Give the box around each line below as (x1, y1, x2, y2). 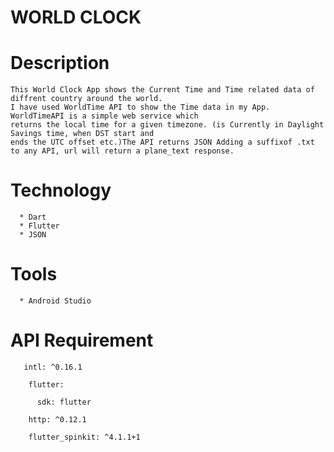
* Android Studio (19, 296, 92, 306)
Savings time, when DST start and (10, 129, 155, 139)
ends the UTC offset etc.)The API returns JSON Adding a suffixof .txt (10, 137, 315, 148)
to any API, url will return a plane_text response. (10, 146, 235, 156)
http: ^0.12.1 (28, 414, 87, 425)
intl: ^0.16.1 (23, 362, 83, 372)
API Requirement (10, 329, 154, 352)
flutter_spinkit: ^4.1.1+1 (28, 432, 141, 442)
